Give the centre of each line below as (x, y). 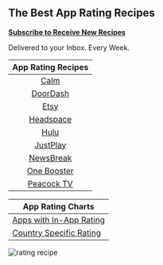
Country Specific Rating (57, 232)
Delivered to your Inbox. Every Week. (69, 48)
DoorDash (50, 93)
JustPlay (50, 144)
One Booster (50, 171)
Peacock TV (50, 183)
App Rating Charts (58, 206)
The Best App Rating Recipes (81, 13)
